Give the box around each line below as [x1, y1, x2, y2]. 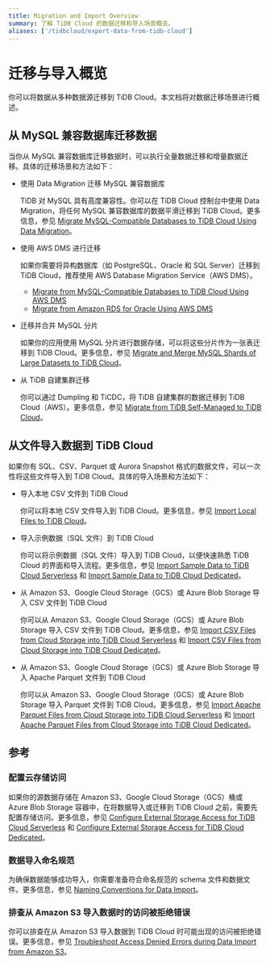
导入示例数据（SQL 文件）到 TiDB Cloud [19, 533, 154, 542]
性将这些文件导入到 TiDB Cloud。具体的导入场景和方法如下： [8, 471, 211, 481]
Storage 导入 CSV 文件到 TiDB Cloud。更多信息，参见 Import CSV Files [19, 625, 256, 634]
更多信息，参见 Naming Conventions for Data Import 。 [22, 884, 203, 894]
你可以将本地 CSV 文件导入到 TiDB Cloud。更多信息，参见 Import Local [19, 506, 256, 516]
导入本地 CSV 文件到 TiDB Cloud [19, 488, 128, 498]
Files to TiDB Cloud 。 [19, 516, 91, 525]
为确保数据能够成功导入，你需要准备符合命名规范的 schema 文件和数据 [8, 874, 243, 884]
